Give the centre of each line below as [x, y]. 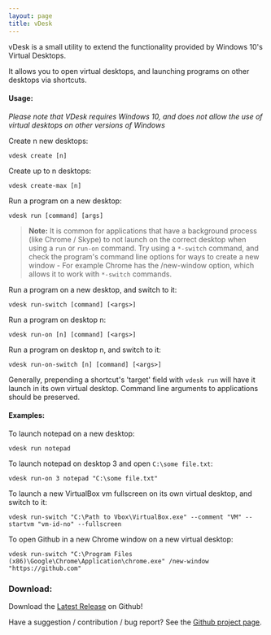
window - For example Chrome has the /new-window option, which [141, 265]
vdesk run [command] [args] [56, 215]
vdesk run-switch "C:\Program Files [70, 554]
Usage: [21, 98]
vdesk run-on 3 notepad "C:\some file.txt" [83, 478]
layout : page [31, 16]
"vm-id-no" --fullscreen [80, 524]
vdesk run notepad [39, 448]
